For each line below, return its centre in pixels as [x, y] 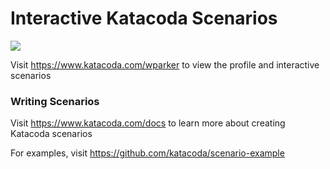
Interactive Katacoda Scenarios [144, 18]
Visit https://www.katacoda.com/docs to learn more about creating [148, 123]
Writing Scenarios [55, 101]
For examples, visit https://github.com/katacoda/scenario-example [147, 153]
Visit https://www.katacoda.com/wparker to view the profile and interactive [165, 64]
